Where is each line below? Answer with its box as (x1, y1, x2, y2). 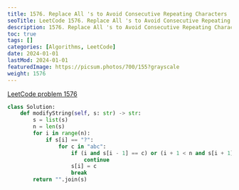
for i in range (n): (33, 130, 91, 137)
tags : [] (7, 37, 33, 44)
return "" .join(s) (33, 176, 87, 184)
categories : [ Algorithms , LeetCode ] (7, 43, 116, 51)
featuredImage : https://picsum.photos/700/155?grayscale (7, 63, 180, 70)
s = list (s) (33, 117, 69, 124)
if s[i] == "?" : (45, 136, 94, 143)
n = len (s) (33, 123, 65, 130)
